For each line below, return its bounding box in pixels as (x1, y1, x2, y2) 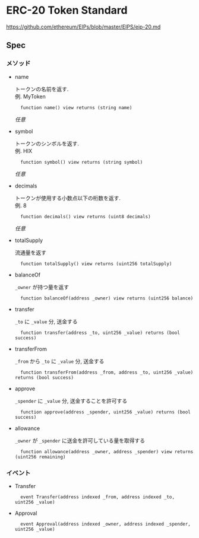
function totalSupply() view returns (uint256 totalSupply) (20, 260, 172, 267)
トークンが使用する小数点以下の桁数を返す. (14, 194, 121, 202)
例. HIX (14, 147, 33, 154)
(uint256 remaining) (14, 454, 66, 460)
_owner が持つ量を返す (14, 283, 70, 291)
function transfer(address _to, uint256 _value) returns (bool (20, 330, 180, 336)
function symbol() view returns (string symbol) (20, 159, 143, 165)
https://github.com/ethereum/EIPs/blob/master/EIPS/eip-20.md (6, 23, 161, 30)
